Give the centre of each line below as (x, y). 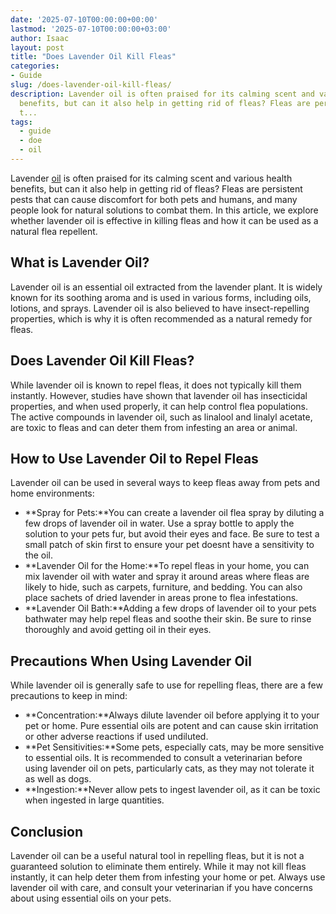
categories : (35, 66)
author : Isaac (40, 38)
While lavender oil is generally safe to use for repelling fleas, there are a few (166, 685)
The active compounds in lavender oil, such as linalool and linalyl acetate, (161, 417)
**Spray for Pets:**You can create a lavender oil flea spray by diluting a (174, 513)
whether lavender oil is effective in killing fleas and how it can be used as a (164, 220)
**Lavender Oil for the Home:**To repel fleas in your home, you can (167, 566)
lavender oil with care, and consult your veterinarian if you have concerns (161, 887)
